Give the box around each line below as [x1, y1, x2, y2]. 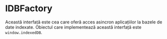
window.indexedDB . [5, 29, 42, 35]
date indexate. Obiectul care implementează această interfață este [5, 24, 142, 30]
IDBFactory [5, 3, 53, 14]
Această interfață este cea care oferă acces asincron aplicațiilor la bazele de [5, 19, 163, 25]
